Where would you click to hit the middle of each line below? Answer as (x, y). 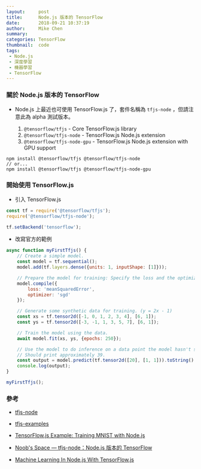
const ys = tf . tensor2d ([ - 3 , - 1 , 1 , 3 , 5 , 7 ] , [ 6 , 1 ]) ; (88, 322)
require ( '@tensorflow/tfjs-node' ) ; (51, 216)
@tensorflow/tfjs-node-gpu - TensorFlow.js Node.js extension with (106, 141)
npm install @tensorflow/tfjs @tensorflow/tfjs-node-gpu (79, 169)
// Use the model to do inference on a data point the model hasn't (104, 349)
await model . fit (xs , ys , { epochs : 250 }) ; (69, 339)
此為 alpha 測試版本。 (47, 117)
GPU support (40, 148)
